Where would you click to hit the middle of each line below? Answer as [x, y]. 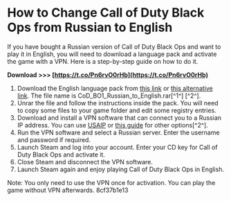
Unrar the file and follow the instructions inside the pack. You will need [118, 103]
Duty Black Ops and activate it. [61, 155]
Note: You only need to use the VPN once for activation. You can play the [111, 182]
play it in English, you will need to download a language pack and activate [112, 54]
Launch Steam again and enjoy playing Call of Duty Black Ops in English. [121, 169]
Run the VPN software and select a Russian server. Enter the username [118, 132]
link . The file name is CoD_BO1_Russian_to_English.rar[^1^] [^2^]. [109, 96]
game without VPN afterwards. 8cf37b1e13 [68, 190]
